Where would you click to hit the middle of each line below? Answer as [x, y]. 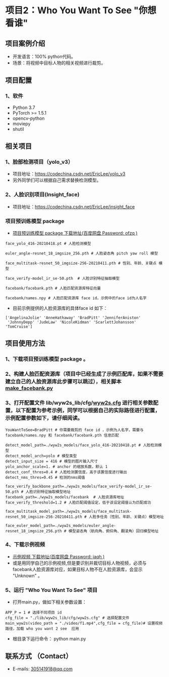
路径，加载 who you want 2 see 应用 [42, 629]
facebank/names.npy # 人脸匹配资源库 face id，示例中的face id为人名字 [76, 298]
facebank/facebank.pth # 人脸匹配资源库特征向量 [53, 288]
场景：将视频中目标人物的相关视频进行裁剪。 [59, 63]
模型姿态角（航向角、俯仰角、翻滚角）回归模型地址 [114, 531]
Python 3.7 [24, 108]
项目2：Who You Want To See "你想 [81, 10]
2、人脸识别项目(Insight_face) [42, 195]
